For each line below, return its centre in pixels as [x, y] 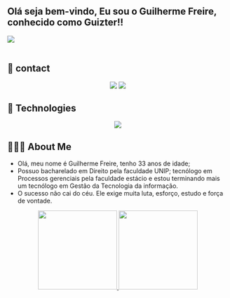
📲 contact [29, 68]
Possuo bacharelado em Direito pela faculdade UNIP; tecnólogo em [115, 171]
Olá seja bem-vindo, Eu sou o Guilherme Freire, [112, 12]
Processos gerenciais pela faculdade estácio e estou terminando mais [119, 179]
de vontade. [35, 201]
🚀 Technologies [42, 108]
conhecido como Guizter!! [66, 23]
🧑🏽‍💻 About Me [39, 147]
